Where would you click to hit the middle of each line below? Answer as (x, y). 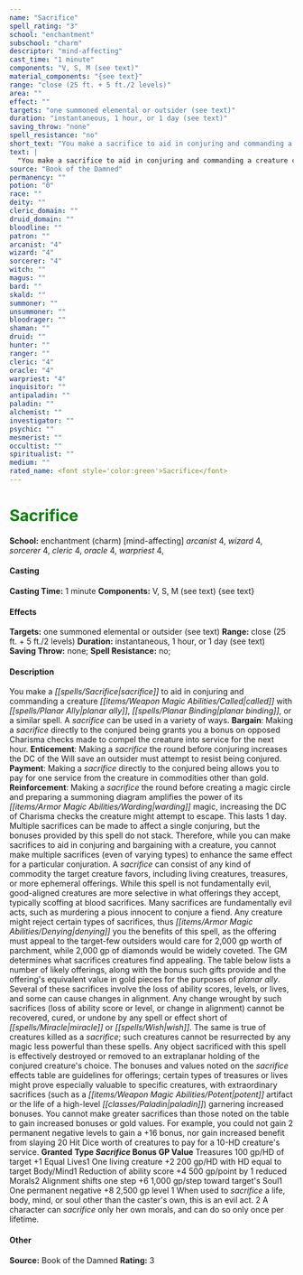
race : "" (26, 194)
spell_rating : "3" (44, 26)
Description (32, 671)
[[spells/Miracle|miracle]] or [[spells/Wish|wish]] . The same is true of (138, 1028)
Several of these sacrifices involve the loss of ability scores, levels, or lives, (149, 989)
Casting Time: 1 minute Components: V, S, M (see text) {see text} (132, 591)
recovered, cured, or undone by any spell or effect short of (119, 1018)
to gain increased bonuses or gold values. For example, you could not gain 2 (151, 1123)
